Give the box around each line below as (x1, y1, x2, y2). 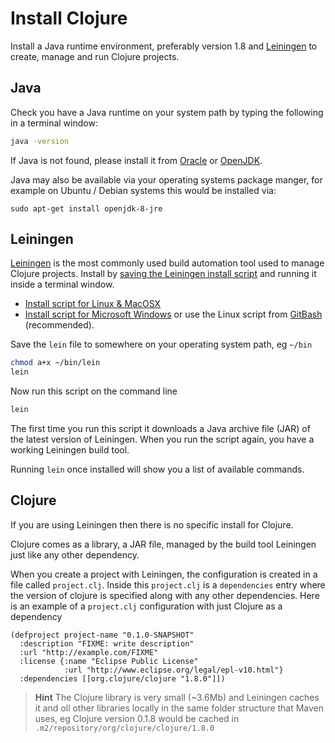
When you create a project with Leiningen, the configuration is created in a (10, 568, 318, 580)
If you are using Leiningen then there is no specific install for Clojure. (10, 518, 294, 531)
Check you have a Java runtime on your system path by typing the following (10, 106, 324, 118)
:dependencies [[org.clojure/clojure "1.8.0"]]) (19, 673, 226, 684)
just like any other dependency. (10, 548, 140, 561)
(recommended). (24, 319, 95, 331)
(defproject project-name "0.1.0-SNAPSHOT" (10, 630, 195, 640)
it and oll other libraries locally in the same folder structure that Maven (34, 702, 325, 714)
